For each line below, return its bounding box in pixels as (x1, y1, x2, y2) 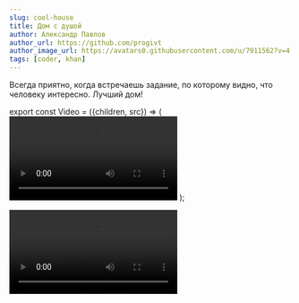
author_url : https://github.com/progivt (9, 38, 163, 48)
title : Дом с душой (9, 22, 82, 30)
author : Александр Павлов (9, 30, 106, 39)
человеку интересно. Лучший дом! (9, 89, 143, 100)
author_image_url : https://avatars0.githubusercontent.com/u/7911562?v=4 (9, 47, 291, 56)
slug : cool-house (9, 13, 74, 22)
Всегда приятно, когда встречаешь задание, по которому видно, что (9, 80, 273, 90)
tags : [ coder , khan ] (9, 55, 87, 64)
